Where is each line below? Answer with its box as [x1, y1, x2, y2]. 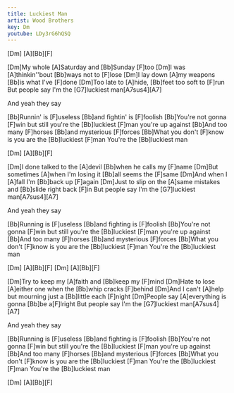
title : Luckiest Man [7, 10, 68, 18]
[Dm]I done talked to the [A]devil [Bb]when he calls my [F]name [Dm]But [7, 163, 218, 171]
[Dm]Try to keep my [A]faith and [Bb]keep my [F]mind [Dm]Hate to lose [7, 277, 215, 286]
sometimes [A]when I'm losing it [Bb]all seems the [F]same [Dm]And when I [7, 170, 228, 179]
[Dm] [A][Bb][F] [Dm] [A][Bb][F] [7, 264, 100, 272]
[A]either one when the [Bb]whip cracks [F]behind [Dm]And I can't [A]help [7, 285, 224, 294]
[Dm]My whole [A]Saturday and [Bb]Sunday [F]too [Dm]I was [7, 63, 185, 71]
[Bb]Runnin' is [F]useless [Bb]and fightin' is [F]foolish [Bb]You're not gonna [7, 113, 227, 121]
